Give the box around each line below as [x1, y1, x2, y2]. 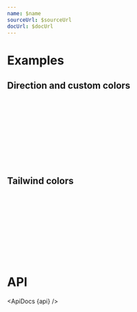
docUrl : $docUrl [7, 23, 53, 30]
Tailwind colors [7, 175, 74, 186]
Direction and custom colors [7, 80, 131, 91]
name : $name [7, 10, 41, 17]
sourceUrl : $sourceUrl [7, 16, 72, 23]
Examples [7, 52, 64, 68]
